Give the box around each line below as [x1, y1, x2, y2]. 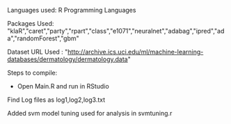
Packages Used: [7, 20, 54, 27]
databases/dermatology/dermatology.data [7, 55, 128, 63]
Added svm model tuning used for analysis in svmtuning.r [7, 109, 173, 117]
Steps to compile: [7, 69, 58, 77]
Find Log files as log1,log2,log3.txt [7, 95, 106, 104]
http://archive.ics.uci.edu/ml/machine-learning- [67, 48, 204, 56]
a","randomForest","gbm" [7, 34, 80, 42]
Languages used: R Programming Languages [7, 6, 136, 14]
